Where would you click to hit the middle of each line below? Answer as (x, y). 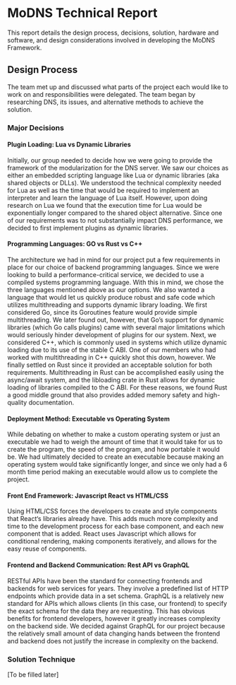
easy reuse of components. (47, 549)
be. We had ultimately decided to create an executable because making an (116, 457)
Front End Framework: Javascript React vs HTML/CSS (88, 496)
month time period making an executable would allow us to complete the (113, 472)
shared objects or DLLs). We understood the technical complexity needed (114, 182)
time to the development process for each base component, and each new (116, 526)
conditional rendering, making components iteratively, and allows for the (112, 541)
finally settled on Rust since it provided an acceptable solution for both (110, 365)
